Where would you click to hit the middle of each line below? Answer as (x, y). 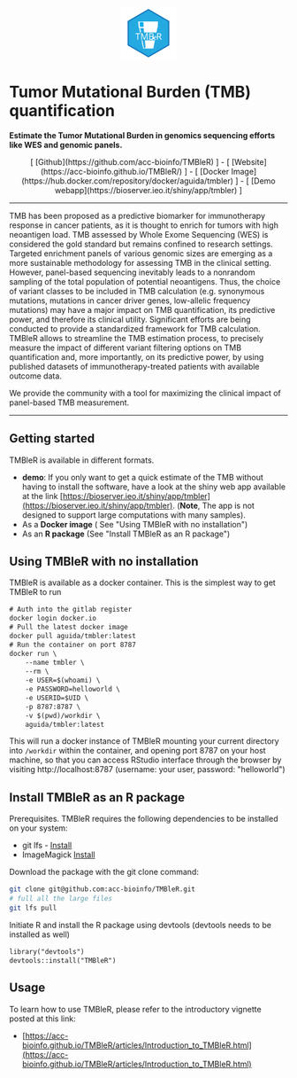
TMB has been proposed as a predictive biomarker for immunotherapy (137, 215)
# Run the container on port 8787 (73, 645)
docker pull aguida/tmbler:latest (73, 637)
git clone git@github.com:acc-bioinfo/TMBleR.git (103, 889)
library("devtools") (47, 951)
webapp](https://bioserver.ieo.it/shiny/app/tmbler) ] (148, 190)
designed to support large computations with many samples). (133, 515)
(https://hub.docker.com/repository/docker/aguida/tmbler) (128, 181)
